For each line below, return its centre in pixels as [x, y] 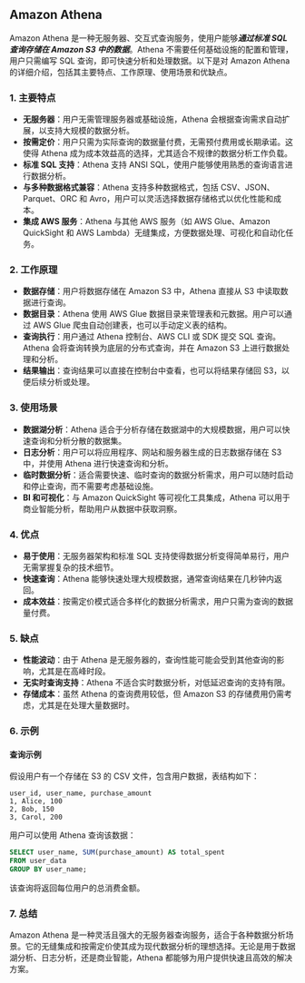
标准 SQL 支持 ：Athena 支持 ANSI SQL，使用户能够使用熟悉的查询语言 [154, 165]
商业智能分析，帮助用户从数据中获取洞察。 [102, 508]
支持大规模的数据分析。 [90, 131]
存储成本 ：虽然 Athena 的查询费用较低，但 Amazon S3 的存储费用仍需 [153, 694]
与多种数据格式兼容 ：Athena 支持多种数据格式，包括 [121, 187]
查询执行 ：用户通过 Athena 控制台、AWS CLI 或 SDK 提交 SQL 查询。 [152, 337]
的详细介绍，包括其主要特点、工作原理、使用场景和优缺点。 [121, 72]
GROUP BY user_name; [49, 870]
